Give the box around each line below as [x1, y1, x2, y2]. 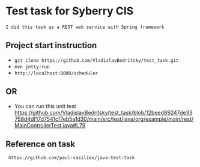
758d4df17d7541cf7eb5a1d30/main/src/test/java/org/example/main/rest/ [14, 115, 194, 123]
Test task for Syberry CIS [5, 4, 134, 18]
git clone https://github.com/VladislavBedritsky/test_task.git [14, 57, 179, 64]
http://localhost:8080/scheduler [14, 70, 98, 76]
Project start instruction [5, 40, 97, 50]
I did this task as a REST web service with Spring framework [5, 24, 165, 30]
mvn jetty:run [14, 64, 50, 70]
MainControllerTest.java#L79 [14, 121, 86, 129]
